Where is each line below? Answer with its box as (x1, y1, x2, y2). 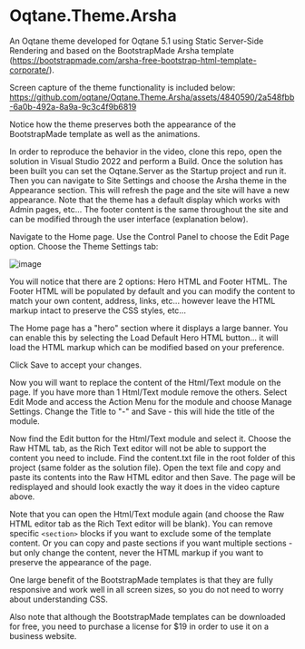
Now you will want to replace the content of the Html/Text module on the (9, 377, 281, 388)
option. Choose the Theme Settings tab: (9, 241, 159, 251)
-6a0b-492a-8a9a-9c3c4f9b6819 (9, 101, 137, 112)
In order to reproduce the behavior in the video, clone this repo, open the (9, 146, 282, 157)
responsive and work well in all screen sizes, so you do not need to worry (9, 584, 284, 595)
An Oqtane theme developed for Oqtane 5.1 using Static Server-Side (9, 35, 264, 46)
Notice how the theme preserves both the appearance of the (9, 119, 236, 130)
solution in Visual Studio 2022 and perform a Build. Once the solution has (9, 155, 283, 166)
